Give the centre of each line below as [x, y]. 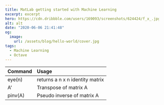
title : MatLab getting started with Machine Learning [61, 10]
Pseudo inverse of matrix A [68, 96]
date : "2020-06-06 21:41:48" [35, 28]
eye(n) [15, 80]
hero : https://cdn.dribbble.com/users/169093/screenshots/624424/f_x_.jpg [83, 19]
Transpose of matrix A [62, 87]
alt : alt [14, 23]
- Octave [18, 55]
